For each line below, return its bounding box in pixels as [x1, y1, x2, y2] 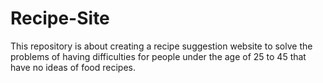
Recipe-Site [10, 7, 110, 30]
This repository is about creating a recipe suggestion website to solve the [10, 40, 313, 52]
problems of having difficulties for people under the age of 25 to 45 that [10, 50, 307, 62]
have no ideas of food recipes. [10, 61, 137, 73]
